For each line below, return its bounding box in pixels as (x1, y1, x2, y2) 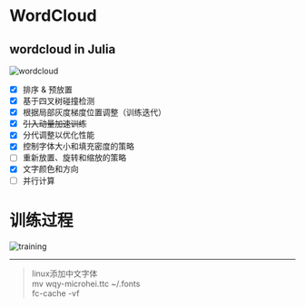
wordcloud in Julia (9, 42, 116, 57)
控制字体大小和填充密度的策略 (22, 141, 134, 152)
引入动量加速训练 (22, 119, 87, 130)
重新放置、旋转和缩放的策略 (22, 152, 127, 163)
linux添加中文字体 (31, 268, 98, 279)
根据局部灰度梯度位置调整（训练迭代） (22, 107, 166, 118)
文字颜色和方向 (22, 164, 79, 175)
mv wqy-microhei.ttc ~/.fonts (31, 278, 141, 289)
